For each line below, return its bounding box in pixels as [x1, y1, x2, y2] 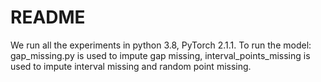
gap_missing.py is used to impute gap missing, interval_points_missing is [10, 49, 311, 61]
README [10, 6, 86, 29]
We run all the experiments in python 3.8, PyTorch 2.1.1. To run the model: [10, 39, 312, 51]
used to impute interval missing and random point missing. [10, 60, 252, 72]
